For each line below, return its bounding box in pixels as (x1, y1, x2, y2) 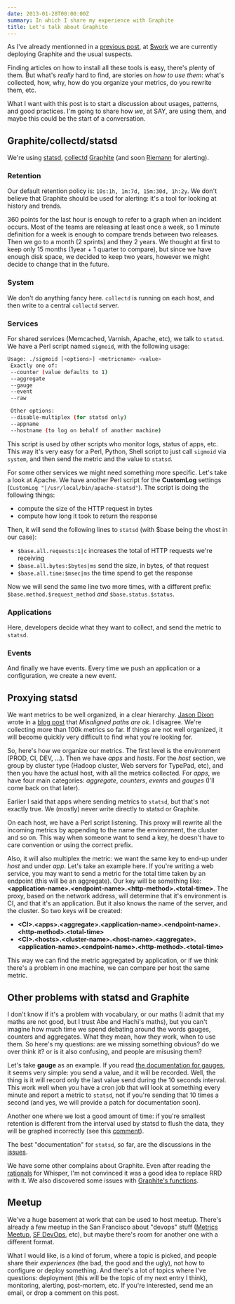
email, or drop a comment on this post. (7, 1289, 119, 1297)
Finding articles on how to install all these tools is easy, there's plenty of (7, 64, 215, 72)
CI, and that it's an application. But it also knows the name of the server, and (7, 899, 228, 907)
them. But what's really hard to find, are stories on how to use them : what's (7, 71, 224, 79)
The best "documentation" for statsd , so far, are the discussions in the (7, 1140, 212, 1148)
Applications (7, 607, 52, 617)
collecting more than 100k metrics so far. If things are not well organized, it (7, 726, 223, 734)
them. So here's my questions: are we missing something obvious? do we (7, 1039, 220, 1048)
